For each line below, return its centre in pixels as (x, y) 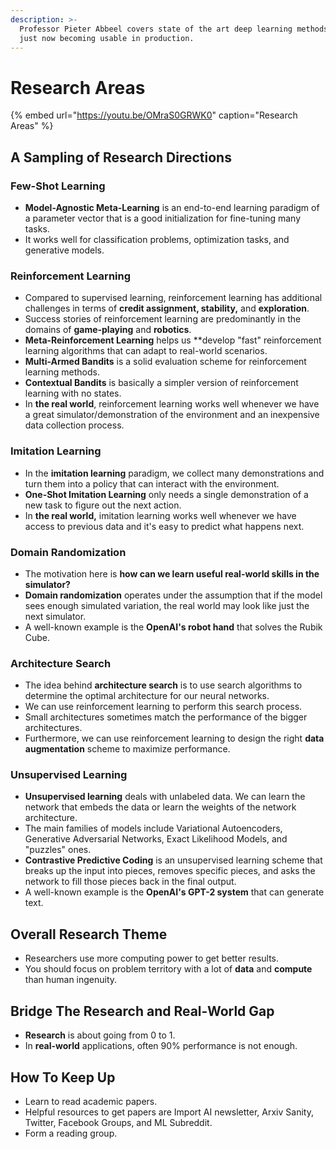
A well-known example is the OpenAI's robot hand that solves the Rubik (173, 627)
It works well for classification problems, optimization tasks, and (157, 239)
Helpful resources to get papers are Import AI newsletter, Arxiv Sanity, (169, 1112)
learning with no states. (73, 393)
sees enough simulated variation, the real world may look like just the (167, 605)
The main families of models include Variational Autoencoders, (153, 828)
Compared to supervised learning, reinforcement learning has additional (173, 298)
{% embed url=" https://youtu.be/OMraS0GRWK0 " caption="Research (154, 115)
